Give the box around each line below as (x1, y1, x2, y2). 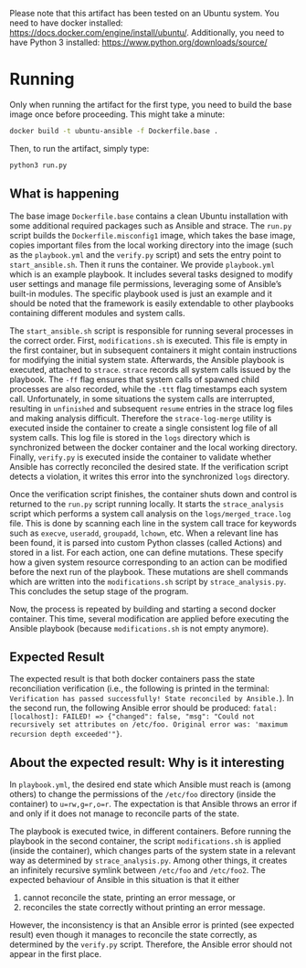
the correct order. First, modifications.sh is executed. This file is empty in (9, 335, 288, 346)
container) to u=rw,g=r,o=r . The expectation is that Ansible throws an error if (9, 799, 298, 810)
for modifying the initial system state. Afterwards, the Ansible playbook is (9, 354, 285, 365)
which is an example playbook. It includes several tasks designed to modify (9, 269, 294, 280)
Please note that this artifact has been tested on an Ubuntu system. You (9, 8, 280, 18)
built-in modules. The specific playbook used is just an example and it (9, 288, 272, 299)
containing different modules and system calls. (9, 307, 185, 318)
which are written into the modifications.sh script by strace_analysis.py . (9, 576, 287, 587)
